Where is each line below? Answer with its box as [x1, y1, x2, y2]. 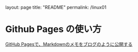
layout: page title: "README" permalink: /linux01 [5, 5, 107, 10]
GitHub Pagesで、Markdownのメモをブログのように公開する [5, 41, 133, 47]
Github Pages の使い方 [5, 24, 102, 35]
